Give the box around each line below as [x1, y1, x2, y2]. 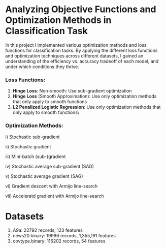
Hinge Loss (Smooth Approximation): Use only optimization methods [12, 93, 157, 100]
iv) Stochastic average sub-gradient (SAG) [5, 163, 94, 169]
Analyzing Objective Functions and [5, 4, 156, 15]
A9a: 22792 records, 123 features [12, 227, 83, 233]
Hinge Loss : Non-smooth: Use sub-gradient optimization [12, 88, 132, 94]
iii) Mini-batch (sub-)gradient [5, 153, 66, 160]
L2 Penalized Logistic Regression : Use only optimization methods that [12, 104, 161, 110]
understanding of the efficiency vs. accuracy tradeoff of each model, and [5, 58, 159, 64]
